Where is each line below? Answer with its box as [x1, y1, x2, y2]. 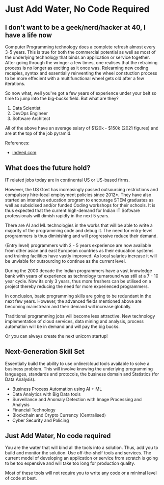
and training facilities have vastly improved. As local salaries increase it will [5, 253, 157, 259]
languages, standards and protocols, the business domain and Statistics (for [5, 371, 160, 377]
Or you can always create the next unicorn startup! [5, 333, 108, 339]
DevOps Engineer [12, 110, 48, 116]
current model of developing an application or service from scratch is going [5, 455, 158, 461]
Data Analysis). [5, 376, 36, 382]
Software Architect [12, 116, 51, 121]
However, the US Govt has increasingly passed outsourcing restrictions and [5, 186, 158, 192]
